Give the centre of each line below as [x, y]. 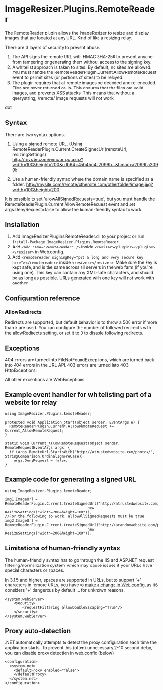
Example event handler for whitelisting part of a [78, 395]
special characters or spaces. [35, 570]
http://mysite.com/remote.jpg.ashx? [48, 159]
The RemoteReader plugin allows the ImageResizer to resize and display [77, 33]
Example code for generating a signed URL [71, 480]
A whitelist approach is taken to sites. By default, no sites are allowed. [82, 67]
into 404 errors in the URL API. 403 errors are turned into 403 [67, 365]
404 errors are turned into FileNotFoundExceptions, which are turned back [80, 360]
